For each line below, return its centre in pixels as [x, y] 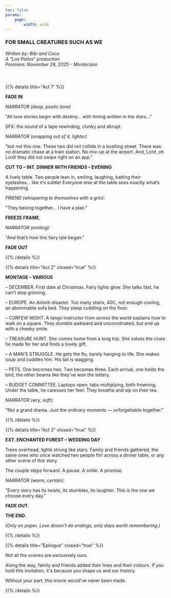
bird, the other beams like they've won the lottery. [58, 375]
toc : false [17, 10]
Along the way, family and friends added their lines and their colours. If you [84, 565]
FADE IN [14, 97]
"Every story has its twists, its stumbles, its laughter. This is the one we [80, 490]
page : [20, 19]
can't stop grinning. [26, 292]
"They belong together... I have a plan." [47, 207]
